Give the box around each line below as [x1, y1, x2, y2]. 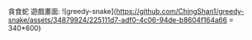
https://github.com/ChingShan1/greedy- [116, 7, 245, 15]
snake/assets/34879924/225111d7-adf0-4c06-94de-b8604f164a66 [8, 15, 228, 25]
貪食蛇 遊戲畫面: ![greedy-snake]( [8, 7, 117, 15]
